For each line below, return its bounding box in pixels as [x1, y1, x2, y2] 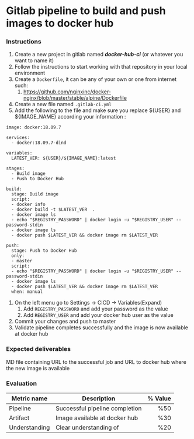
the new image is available [6, 364, 70, 372]
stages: [6, 166, 25, 171]
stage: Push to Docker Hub [11, 248, 77, 254]
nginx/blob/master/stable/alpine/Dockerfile [23, 94, 127, 102]
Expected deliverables [6, 345, 71, 353]
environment [14, 69, 46, 77]
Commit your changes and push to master [14, 318, 116, 325]
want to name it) [14, 57, 54, 64]
